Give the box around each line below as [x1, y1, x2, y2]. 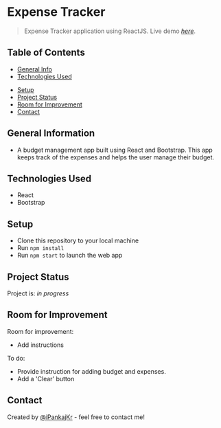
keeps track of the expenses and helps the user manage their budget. [16, 153, 215, 161]
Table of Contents [7, 47, 86, 58]
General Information [7, 128, 95, 139]
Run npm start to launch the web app [16, 251, 123, 260]
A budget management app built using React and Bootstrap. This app [16, 146, 213, 154]
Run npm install [16, 244, 65, 252]
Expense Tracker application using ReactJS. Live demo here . [23, 27, 196, 35]
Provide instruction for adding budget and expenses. [16, 367, 166, 375]
